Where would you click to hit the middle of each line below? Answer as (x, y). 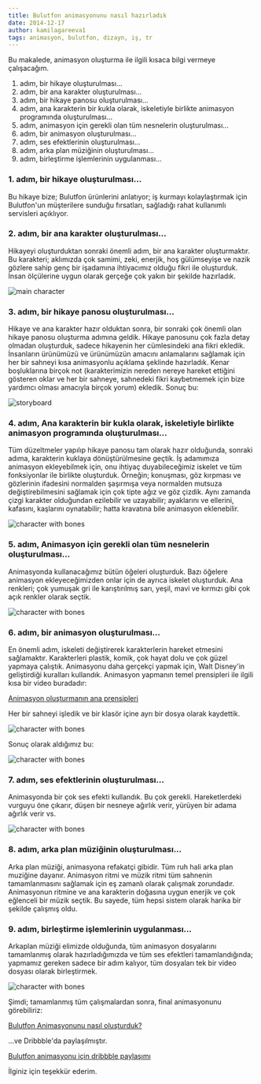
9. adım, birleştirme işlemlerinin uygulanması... (100, 929)
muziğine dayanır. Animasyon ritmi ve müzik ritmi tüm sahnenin (110, 875)
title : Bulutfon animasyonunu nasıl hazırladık (88, 15)
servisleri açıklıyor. (39, 213)
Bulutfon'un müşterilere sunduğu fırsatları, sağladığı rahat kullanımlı (117, 205)
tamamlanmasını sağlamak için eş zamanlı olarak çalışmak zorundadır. (121, 883)
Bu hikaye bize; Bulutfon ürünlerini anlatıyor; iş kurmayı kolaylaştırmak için (128, 196)
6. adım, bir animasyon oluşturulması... (85, 632)
